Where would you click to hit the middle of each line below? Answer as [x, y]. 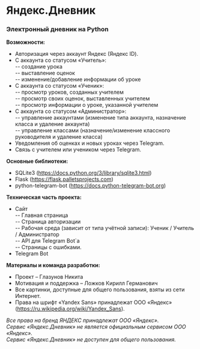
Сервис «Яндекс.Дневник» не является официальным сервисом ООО [96, 327]
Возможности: [26, 42]
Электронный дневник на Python [58, 29]
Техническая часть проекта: [44, 197]
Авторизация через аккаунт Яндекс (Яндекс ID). [77, 54]
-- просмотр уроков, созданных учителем [69, 92]
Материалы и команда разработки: [53, 266]
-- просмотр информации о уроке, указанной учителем [86, 105]
